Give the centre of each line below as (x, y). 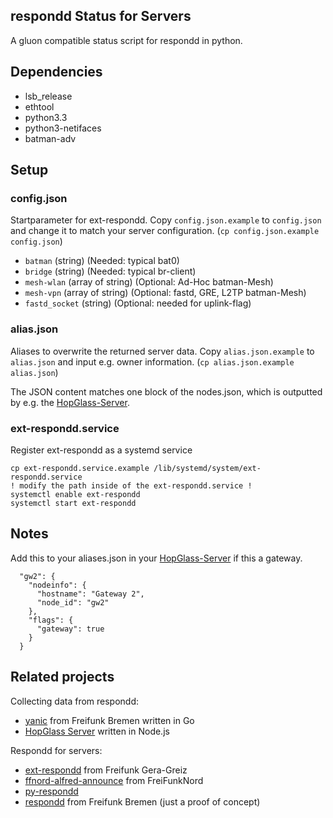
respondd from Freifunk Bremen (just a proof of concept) (142, 801)
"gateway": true (70, 629)
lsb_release (48, 96)
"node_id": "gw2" (73, 602)
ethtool (39, 106)
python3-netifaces (63, 128)
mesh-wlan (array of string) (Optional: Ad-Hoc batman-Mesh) (149, 282)
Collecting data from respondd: (75, 701)
